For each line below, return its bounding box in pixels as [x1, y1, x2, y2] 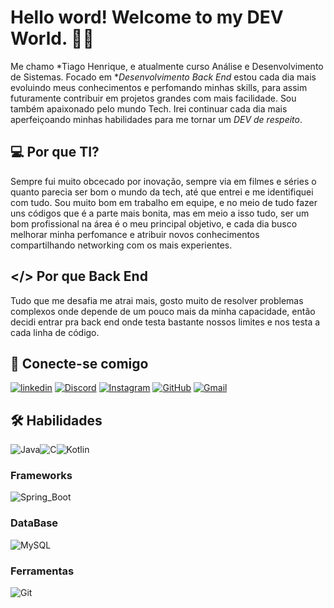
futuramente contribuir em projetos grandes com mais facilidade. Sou [10, 92, 297, 104]
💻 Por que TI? [10, 144, 100, 161]
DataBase [10, 516, 59, 530]
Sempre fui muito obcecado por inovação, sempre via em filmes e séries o [10, 175, 317, 187]
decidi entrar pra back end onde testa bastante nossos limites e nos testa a [10, 316, 321, 328]
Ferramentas [10, 564, 75, 578]
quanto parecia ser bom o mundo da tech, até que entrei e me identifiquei [10, 186, 314, 198]
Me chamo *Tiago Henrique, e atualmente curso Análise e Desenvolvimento [10, 60, 324, 72]
